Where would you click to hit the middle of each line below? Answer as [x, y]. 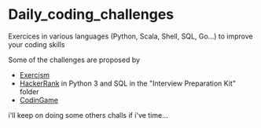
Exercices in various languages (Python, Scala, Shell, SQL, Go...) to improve [130, 36]
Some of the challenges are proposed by [74, 60]
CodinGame [39, 100]
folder [29, 91]
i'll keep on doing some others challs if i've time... [88, 115]
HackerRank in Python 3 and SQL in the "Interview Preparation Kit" [127, 83]
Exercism [34, 75]
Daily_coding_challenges [91, 15]
